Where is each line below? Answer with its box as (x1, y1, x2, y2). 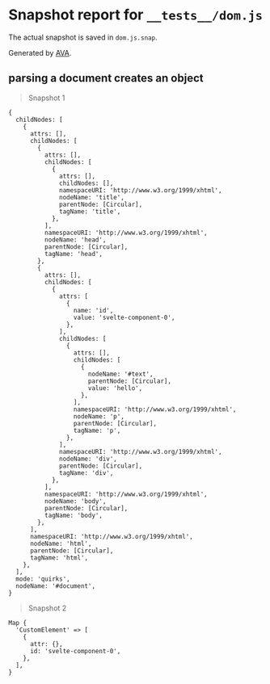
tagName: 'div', (59, 468, 114, 477)
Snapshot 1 (27, 93, 65, 103)
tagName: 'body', (44, 511, 103, 519)
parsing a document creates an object (8, 71, 204, 86)
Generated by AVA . (8, 48, 72, 57)
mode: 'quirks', (15, 575, 70, 583)
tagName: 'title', (59, 208, 121, 216)
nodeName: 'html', (29, 539, 92, 548)
